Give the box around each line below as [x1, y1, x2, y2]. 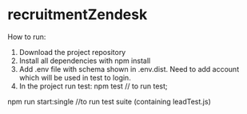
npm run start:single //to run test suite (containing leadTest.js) [7, 96, 211, 106]
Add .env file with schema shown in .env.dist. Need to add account [18, 64, 240, 73]
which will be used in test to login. [18, 73, 131, 82]
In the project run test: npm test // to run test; [18, 81, 169, 91]
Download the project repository [18, 47, 126, 57]
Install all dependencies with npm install [18, 56, 151, 65]
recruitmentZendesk [7, 6, 148, 24]
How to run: [7, 32, 46, 41]
